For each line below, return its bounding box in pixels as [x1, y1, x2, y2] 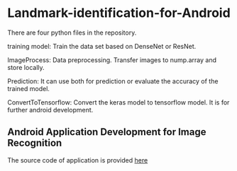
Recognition [7, 137, 62, 149]
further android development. [7, 105, 94, 114]
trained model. [7, 84, 50, 93]
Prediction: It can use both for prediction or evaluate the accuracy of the [7, 76, 219, 85]
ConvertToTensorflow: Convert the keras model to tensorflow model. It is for [7, 98, 230, 107]
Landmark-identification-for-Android [7, 5, 231, 21]
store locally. [7, 63, 45, 71]
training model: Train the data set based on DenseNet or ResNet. [7, 42, 197, 50]
